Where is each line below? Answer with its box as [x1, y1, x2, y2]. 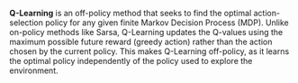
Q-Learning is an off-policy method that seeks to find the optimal [9, 8, 252, 18]
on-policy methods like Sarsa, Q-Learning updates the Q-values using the [9, 27, 284, 37]
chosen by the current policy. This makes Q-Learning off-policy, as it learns [9, 46, 290, 57]
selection [9, 17, 43, 28]
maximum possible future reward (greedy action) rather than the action [9, 36, 273, 47]
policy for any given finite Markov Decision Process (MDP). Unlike [44, 17, 290, 28]
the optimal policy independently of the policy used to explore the [9, 56, 253, 66]
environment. [9, 65, 59, 76]
